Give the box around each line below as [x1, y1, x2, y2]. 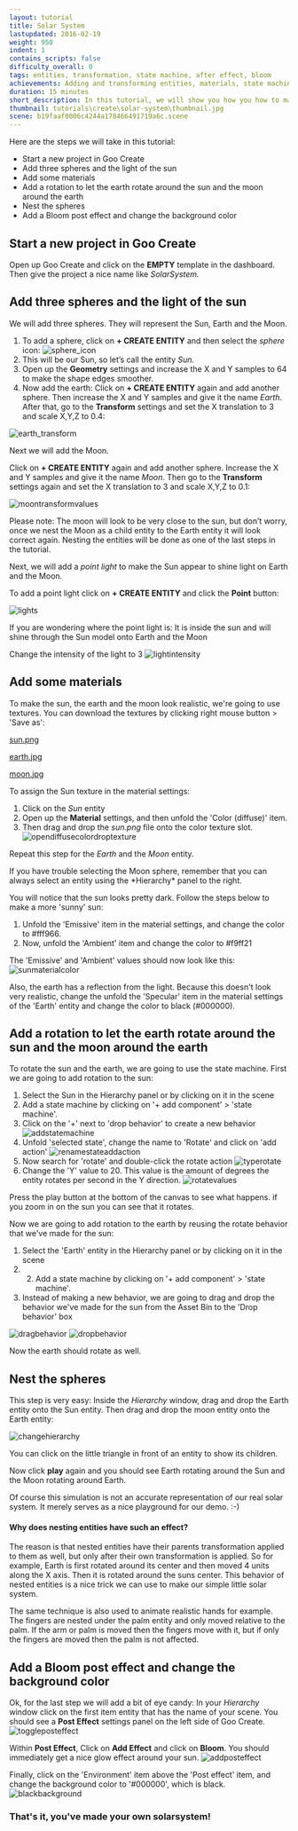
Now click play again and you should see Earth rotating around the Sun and [9, 1465, 286, 1476]
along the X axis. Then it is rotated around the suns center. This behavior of [9, 1570, 285, 1581]
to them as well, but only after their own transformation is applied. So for [9, 1551, 274, 1562]
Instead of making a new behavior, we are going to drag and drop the [21, 1292, 275, 1303]
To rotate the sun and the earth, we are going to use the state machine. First [9, 1063, 287, 1074]
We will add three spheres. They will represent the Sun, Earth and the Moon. [9, 318, 288, 328]
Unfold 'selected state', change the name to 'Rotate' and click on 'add [21, 1137, 277, 1148]
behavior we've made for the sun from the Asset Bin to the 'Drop [21, 1302, 259, 1313]
